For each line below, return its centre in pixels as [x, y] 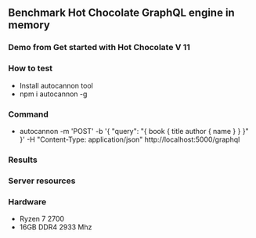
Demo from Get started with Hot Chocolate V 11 [99, 48]
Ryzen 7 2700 [42, 219]
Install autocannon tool [56, 85]
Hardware [27, 201]
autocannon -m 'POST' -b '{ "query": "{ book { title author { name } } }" [134, 131]
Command [28, 114]
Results [23, 160]
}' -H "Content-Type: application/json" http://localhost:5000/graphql [130, 139]
